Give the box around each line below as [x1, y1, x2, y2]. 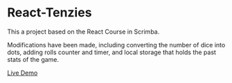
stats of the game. [7, 55, 60, 63]
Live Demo [7, 69, 38, 77]
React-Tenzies [7, 5, 92, 21]
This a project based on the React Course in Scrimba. [7, 27, 160, 36]
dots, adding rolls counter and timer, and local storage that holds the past [7, 48, 217, 56]
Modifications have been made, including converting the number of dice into [7, 40, 226, 49]
